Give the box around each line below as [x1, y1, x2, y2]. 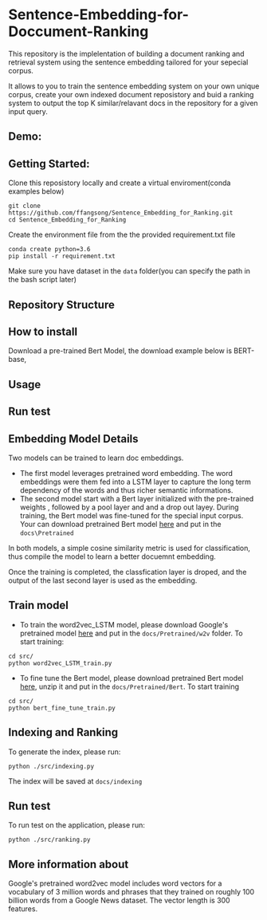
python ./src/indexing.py [8, 762, 94, 770]
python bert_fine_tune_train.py [8, 704, 116, 712]
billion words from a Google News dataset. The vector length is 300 [8, 895, 230, 906]
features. [8, 904, 38, 914]
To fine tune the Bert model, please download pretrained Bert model [19, 673, 244, 682]
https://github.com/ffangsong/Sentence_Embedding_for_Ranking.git [8, 209, 234, 217]
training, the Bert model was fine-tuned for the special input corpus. [19, 510, 244, 520]
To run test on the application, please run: [8, 820, 145, 830]
